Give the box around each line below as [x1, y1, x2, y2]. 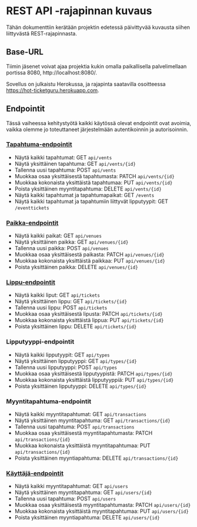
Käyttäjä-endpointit [6, 469, 64, 477]
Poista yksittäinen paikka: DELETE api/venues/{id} [14, 264, 138, 271]
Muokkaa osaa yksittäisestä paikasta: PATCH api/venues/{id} [14, 251, 165, 258]
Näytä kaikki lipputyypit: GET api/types [14, 351, 110, 358]
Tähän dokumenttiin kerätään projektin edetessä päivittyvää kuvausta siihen [6, 24, 190, 31]
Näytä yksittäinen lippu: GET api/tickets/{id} [14, 298, 128, 305]
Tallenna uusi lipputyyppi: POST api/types [14, 364, 118, 371]
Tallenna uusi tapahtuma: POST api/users [14, 495, 116, 502]
